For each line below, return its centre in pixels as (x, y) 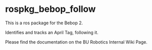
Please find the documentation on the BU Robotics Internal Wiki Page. (76, 42)
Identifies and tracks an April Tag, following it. (52, 32)
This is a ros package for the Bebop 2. (44, 23)
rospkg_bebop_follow (51, 9)
